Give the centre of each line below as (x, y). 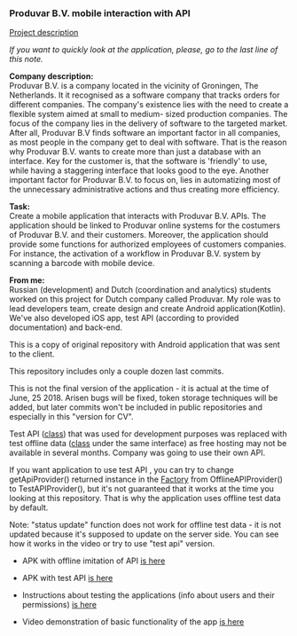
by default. (29, 507)
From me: (27, 280)
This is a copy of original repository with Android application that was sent (145, 345)
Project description (44, 33)
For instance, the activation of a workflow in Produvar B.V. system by (135, 254)
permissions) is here (59, 605)
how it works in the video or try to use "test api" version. (112, 544)
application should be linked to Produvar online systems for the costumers (145, 225)
